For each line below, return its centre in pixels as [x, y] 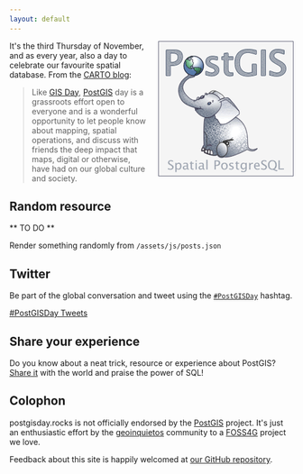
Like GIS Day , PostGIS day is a [87, 92]
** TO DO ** [32, 228]
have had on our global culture [88, 169]
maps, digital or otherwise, [81, 159]
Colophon [37, 401]
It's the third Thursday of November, [77, 46]
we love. [25, 442]
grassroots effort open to [78, 101]
